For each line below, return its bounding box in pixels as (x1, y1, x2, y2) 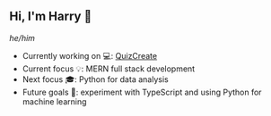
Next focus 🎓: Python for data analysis (22, 73, 169, 85)
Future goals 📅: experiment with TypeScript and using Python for (22, 87, 262, 97)
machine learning (22, 95, 87, 107)
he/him (9, 32, 36, 43)
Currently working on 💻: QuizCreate (22, 50, 158, 61)
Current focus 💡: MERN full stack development (22, 63, 196, 74)
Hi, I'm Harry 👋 (9, 9, 92, 24)
